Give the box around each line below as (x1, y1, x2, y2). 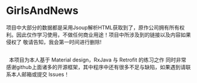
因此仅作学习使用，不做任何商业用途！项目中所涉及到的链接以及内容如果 (16, 31, 191, 38)
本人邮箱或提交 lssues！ (11, 71, 69, 78)
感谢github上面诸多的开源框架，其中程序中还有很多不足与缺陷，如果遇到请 (6, 64, 186, 71)
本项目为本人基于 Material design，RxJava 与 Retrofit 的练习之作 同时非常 (8, 56, 186, 63)
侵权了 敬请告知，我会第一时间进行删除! (6, 38, 101, 45)
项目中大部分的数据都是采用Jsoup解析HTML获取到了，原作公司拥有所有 (6, 24, 180, 31)
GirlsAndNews (6, 4, 79, 17)
